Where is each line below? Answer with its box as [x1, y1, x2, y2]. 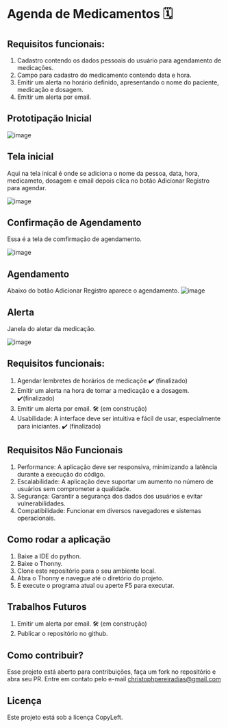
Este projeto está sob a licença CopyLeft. [7, 713, 123, 721]
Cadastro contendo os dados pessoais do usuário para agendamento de [16, 56, 222, 65]
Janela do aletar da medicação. [7, 325, 96, 333]
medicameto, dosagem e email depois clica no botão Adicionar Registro [7, 177, 210, 185]
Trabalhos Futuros [7, 601, 87, 613]
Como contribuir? [7, 649, 84, 661]
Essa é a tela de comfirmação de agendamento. [7, 235, 142, 243]
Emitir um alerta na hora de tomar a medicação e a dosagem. [16, 386, 190, 394]
